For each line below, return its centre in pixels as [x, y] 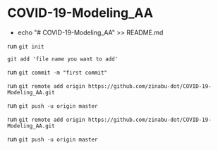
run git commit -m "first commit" [57, 72]
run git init [26, 46]
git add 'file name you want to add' [63, 59]
